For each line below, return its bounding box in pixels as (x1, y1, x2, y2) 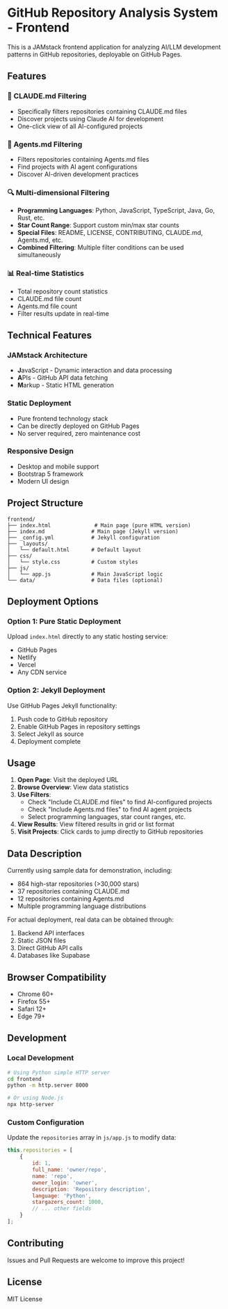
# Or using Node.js (7, 1094, 64, 1102)
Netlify (17, 653, 37, 661)
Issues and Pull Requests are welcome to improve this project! (7, 1256, 186, 1264)
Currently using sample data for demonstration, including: (7, 866, 172, 875)
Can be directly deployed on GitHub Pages (17, 422, 140, 430)
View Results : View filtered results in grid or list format (17, 820, 175, 829)
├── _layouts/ (7, 540, 49, 547)
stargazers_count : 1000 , (32, 1199, 104, 1206)
